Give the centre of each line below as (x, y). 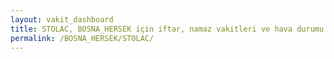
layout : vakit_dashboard (62, 19)
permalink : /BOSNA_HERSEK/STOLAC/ (82, 38)
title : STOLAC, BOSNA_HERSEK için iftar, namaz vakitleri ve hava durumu (167, 29)
